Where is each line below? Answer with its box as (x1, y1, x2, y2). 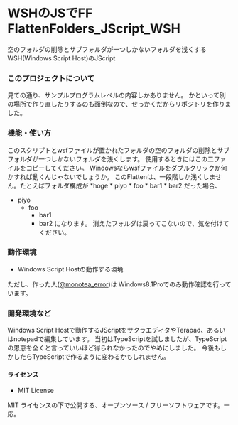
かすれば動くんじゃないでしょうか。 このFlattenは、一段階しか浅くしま (7, 172, 215, 181)
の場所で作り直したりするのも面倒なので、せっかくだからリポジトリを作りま (7, 99, 232, 109)
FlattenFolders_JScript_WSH (7, 21, 181, 37)
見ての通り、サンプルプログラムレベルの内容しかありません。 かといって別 (7, 91, 226, 99)
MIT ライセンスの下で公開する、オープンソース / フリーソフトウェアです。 (7, 401, 225, 409)
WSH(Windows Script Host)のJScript (7, 53, 116, 63)
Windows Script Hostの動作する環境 (17, 264, 124, 273)
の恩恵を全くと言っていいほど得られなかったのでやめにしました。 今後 (7, 344, 215, 353)
